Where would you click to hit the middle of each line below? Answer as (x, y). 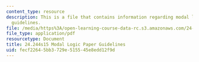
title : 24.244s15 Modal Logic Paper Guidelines (66, 45)
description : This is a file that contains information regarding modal (98, 17)
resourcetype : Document (36, 39)
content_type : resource (36, 12)
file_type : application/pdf (41, 34)
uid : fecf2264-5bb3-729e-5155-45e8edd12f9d (61, 50)
